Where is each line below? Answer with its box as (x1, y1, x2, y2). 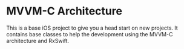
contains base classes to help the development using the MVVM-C (6, 30, 173, 38)
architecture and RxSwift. (6, 37, 70, 44)
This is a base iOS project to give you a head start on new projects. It (6, 24, 179, 31)
